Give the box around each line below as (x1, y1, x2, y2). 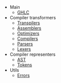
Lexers (17, 46, 31, 52)
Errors (17, 73, 30, 78)
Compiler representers (9, 51, 56, 57)
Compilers (17, 36, 38, 41)
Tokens (17, 62, 32, 68)
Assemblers (17, 25, 42, 31)
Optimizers (17, 31, 39, 36)
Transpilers (17, 20, 40, 26)
